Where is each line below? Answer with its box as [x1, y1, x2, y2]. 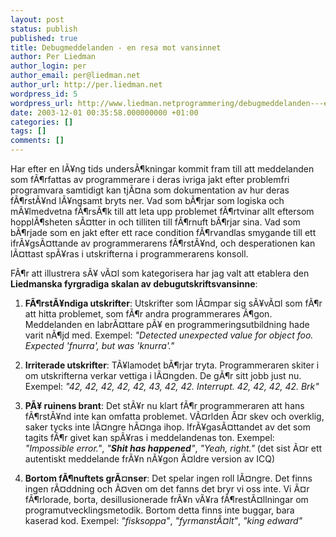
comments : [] [10, 136, 65, 146]
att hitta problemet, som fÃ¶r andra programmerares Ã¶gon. [24, 308, 273, 320]
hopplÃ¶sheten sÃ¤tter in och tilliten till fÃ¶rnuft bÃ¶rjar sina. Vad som [10, 216, 301, 228]
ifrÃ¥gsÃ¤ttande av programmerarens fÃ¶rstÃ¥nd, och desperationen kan [10, 237, 316, 249]
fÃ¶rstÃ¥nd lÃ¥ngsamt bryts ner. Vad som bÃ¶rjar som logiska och [10, 195, 285, 206]
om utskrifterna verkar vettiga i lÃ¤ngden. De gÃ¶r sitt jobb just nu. [24, 370, 302, 381]
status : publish [10, 24, 78, 34]
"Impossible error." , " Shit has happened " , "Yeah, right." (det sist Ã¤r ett [24, 442, 323, 454]
